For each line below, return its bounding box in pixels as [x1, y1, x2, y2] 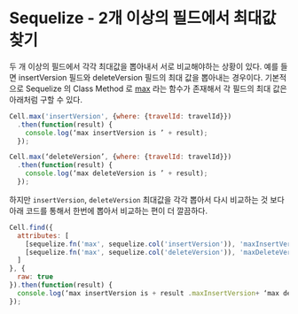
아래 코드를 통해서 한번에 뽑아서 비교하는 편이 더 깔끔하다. [9, 205, 208, 216]
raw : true [17, 272, 53, 281]
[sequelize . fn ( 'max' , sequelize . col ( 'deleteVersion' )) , [25, 248, 237, 257]
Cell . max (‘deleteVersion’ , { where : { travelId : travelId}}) [9, 152, 232, 162]
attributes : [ [17, 231, 69, 240]
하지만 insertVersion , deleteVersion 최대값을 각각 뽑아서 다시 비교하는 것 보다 [9, 194, 286, 204]
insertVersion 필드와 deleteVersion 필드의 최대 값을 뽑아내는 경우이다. [18, 72, 263, 82]
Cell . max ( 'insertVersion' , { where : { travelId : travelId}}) [9, 111, 232, 120]
